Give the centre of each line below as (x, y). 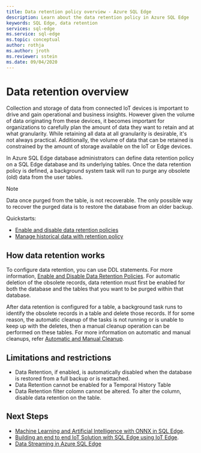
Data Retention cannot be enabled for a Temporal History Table (93, 385)
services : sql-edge (31, 28)
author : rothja (25, 46)
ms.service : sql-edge (33, 34)
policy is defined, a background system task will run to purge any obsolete (98, 171)
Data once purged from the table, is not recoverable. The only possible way (100, 200)
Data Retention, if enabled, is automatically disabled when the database (103, 372)
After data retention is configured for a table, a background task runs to (94, 307)
